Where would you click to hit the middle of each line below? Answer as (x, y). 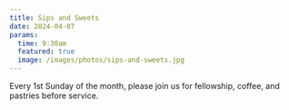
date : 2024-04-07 (42, 26)
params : (24, 35)
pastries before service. (54, 95)
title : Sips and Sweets (55, 18)
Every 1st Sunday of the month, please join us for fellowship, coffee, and (144, 86)
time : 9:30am (42, 43)
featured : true (46, 52)
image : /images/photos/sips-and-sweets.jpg (101, 60)
